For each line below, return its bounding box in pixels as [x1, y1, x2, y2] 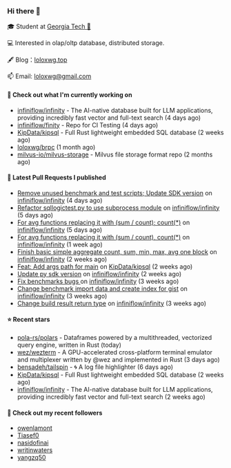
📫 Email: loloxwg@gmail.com [7, 72, 92, 80]
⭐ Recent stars [7, 315, 50, 324]
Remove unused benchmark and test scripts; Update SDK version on [17, 188, 212, 197]
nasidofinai [17, 439, 49, 447]
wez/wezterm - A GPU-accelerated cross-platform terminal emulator [17, 348, 212, 356]
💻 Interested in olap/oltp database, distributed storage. [7, 39, 165, 47]
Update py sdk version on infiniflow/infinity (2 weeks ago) [17, 269, 182, 278]
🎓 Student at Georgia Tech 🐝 [7, 22, 91, 30]
